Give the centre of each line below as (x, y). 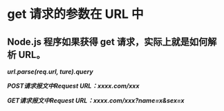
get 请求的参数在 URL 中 (75, 14)
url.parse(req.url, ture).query (50, 72)
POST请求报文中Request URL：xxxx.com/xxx (73, 86)
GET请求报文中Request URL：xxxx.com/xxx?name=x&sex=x (96, 100)
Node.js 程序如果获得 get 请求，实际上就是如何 (108, 42)
